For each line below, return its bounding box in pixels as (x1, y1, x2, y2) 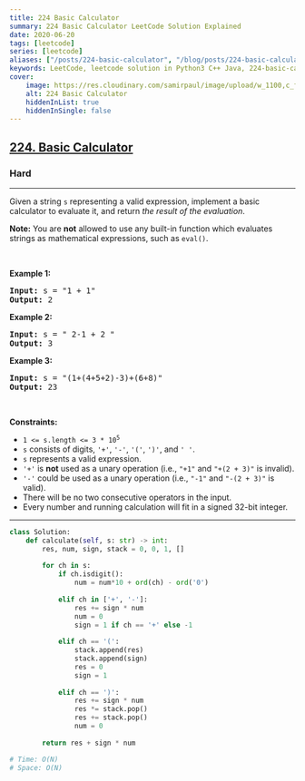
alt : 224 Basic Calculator (25, 89, 128, 98)
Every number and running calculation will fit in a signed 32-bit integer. (22, 501, 289, 513)
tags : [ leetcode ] (9, 38, 75, 48)
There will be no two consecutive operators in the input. (22, 492, 232, 503)
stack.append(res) (74, 646, 144, 655)
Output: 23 (9, 382, 58, 392)
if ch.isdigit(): (57, 570, 124, 579)
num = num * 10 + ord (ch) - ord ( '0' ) (74, 578, 209, 588)
